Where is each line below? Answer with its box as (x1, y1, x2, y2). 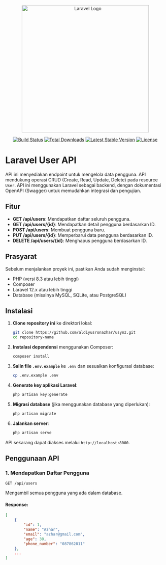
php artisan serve (12, 430, 52, 435)
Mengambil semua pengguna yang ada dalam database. (5, 490, 123, 496)
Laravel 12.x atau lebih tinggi (12, 286, 73, 292)
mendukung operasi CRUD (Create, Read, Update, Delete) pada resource (5, 176, 158, 183)
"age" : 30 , (23, 536, 47, 542)
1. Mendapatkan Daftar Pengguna (5, 469, 90, 476)
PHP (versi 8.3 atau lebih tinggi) (12, 276, 79, 282)
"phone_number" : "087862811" (23, 541, 85, 546)
